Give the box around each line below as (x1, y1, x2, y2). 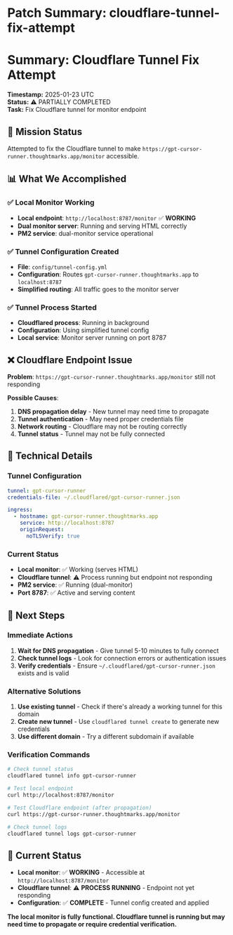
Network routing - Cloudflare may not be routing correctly (17, 422, 187, 431)
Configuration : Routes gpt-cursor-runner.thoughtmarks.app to (17, 269, 199, 279)
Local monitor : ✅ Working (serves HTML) (17, 565, 138, 574)
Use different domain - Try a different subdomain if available (17, 732, 194, 741)
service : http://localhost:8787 (20, 519, 114, 527)
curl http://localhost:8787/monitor (7, 791, 114, 799)
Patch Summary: (7, 5, 107, 21)
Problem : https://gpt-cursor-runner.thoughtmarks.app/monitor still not (7, 373, 215, 381)
